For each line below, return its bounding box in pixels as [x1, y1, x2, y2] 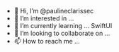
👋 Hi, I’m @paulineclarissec [13, 7, 94, 15]
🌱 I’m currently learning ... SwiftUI [13, 22, 113, 30]
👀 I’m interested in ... [13, 14, 74, 22]
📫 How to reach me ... [13, 37, 80, 45]
